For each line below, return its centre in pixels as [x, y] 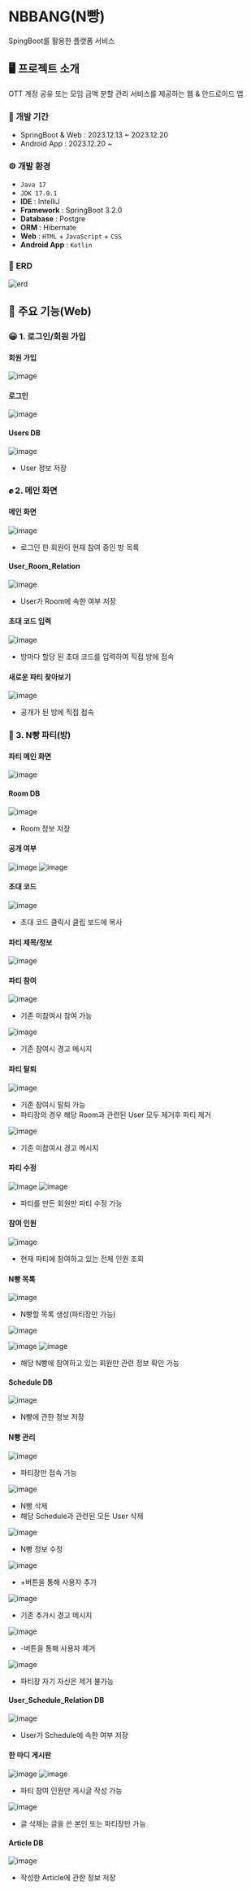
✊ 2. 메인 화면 [33, 491]
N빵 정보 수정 [41, 1549]
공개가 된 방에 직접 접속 [57, 712]
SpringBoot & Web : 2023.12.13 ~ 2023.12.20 [94, 135]
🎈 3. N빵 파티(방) [40, 735]
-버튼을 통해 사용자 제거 [58, 1648]
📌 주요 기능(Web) [50, 311]
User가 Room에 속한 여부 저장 [68, 601]
